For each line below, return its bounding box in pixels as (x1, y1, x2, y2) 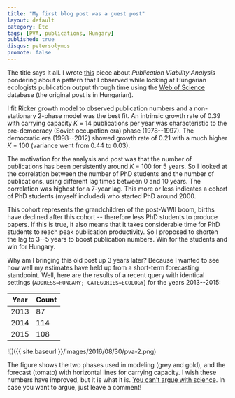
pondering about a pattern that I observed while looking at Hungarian (7, 75, 207, 84)
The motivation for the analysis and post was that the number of (7, 154, 192, 163)
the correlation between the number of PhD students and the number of (7, 169, 215, 178)
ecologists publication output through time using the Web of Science (7, 83, 205, 91)
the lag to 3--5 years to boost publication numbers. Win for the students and (7, 235, 228, 243)
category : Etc (7, 23, 49, 30)
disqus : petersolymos (7, 43, 71, 50)
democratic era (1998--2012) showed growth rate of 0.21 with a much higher (7, 133, 228, 142)
